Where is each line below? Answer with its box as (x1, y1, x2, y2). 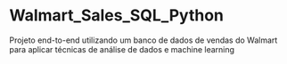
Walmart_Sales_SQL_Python (9, 5, 225, 26)
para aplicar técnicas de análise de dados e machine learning (9, 44, 234, 54)
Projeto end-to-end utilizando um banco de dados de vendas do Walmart (9, 35, 278, 45)
